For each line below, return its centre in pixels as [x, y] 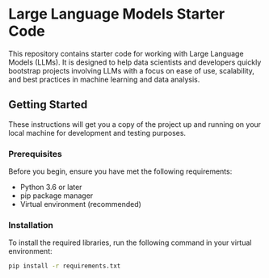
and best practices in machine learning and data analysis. [104, 79]
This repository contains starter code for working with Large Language [126, 53]
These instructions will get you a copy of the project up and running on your [134, 124]
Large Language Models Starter [117, 14]
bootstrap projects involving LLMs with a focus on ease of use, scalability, [131, 70]
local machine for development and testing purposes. [97, 133]
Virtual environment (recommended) [80, 204]
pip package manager [57, 196]
